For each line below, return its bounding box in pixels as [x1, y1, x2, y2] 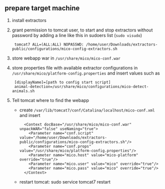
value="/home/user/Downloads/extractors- [19, 135, 107, 140]
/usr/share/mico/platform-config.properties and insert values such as [11, 70, 160, 76]
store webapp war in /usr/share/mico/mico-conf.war [11, 55, 120, 61]
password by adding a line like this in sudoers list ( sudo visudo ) [11, 32, 142, 38]
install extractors [11, 17, 47, 23]
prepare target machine [4, 4, 80, 12]
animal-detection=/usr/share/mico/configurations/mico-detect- [14, 84, 149, 89]
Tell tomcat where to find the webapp [11, 97, 89, 103]
